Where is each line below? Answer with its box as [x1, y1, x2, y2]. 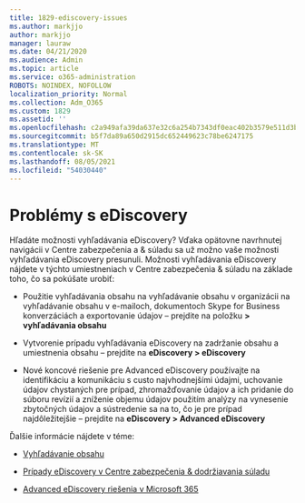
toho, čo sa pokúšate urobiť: [9, 274, 115, 285]
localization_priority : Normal [9, 89, 128, 98]
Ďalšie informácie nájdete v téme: [9, 431, 134, 442]
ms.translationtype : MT [9, 140, 100, 149]
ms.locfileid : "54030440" [9, 166, 107, 175]
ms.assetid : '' [9, 115, 67, 124]
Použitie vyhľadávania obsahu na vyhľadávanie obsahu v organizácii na [22, 291, 290, 302]
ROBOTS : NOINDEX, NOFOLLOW [9, 81, 112, 90]
